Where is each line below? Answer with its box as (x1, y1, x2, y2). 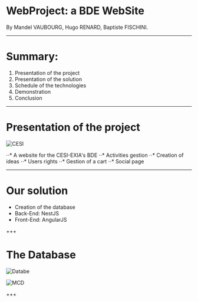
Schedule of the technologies (14, 81, 87, 89)
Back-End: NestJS (14, 209, 60, 216)
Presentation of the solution (14, 75, 82, 83)
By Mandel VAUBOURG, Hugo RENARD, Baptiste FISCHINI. (6, 24, 148, 31)
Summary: (6, 50, 59, 63)
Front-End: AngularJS (14, 216, 67, 223)
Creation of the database (14, 203, 75, 211)
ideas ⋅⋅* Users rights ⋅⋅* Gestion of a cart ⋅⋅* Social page (6, 157, 144, 165)
